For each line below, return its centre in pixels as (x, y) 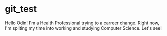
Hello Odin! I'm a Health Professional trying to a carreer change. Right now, (82, 23)
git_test (21, 9)
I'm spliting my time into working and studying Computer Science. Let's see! (83, 28)
